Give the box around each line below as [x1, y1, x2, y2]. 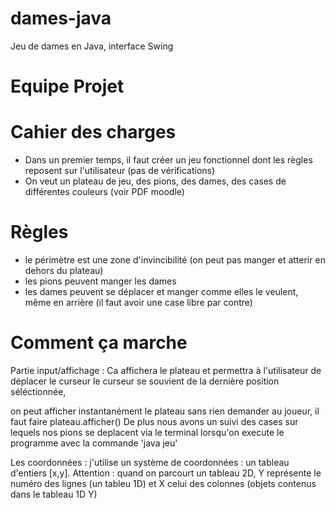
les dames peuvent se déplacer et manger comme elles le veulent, [24, 286, 299, 297]
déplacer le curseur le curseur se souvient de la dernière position [10, 375, 280, 387]
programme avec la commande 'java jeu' [10, 437, 178, 449]
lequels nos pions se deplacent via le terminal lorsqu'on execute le [10, 426, 285, 438]
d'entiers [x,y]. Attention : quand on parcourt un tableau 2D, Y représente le [10, 467, 322, 479]
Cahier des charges [10, 121, 177, 144]
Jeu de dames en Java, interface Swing [10, 40, 174, 52]
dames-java [10, 7, 112, 30]
